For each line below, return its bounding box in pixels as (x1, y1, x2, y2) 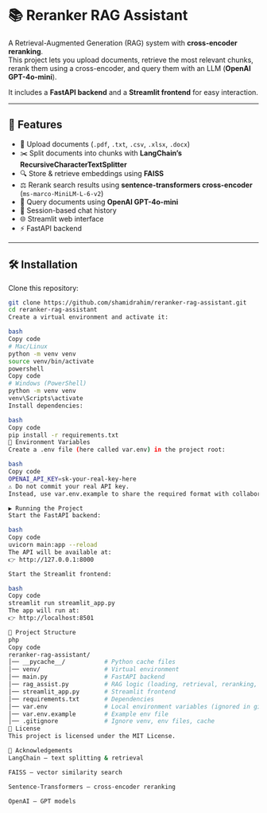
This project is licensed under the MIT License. (8, 732, 176, 740)
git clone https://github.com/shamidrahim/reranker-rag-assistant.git (8, 298, 247, 307)
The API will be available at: (8, 548, 112, 556)
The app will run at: (8, 607, 80, 615)
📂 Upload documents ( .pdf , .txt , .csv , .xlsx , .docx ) (19, 139, 191, 148)
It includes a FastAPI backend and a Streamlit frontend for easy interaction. (8, 87, 258, 96)
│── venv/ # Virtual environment (8, 666, 180, 674)
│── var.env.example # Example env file (8, 710, 169, 718)
